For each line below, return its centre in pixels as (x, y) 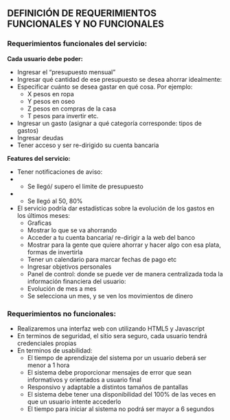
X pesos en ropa (50, 93)
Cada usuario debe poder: (45, 58)
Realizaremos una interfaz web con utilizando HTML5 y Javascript (111, 329)
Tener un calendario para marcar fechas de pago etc (102, 259)
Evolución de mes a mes (62, 288)
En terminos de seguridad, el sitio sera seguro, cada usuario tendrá (112, 335)
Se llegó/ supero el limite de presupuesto (85, 186)
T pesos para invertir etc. (63, 115)
